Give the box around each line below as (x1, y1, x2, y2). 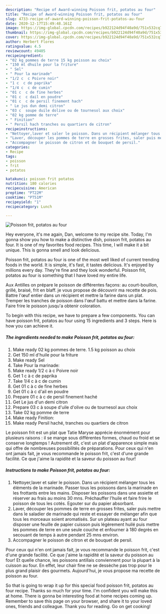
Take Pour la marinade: (12, 362, 60, 368)
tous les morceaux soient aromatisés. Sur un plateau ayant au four (12, 516, 147, 522)
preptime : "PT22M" (5, 190, 43, 195)
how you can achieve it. (5, 323, 54, 329)
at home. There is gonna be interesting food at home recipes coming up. (5, 593, 153, 599)
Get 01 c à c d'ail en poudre (12, 389, 68, 395)
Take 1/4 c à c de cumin (12, 378, 61, 384)
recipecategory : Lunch (5, 204, 52, 209)
